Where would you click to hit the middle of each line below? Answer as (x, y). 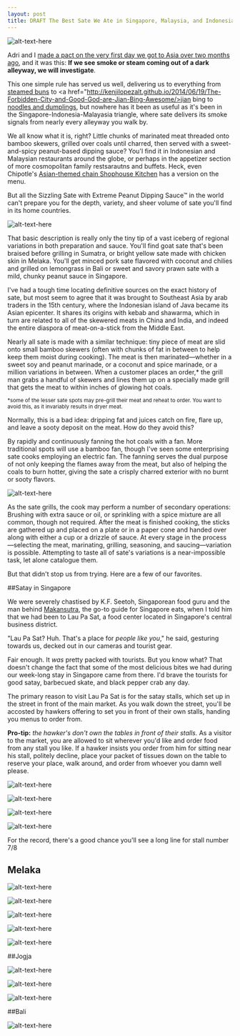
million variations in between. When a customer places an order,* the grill (115, 372)
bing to (203, 99)
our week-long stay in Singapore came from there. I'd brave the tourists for (118, 674)
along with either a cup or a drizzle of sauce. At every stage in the (104, 537)
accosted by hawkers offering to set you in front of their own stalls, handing (119, 711)
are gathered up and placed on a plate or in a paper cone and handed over (117, 529)
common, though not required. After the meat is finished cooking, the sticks (119, 522)
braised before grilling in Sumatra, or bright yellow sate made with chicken (117, 253)
